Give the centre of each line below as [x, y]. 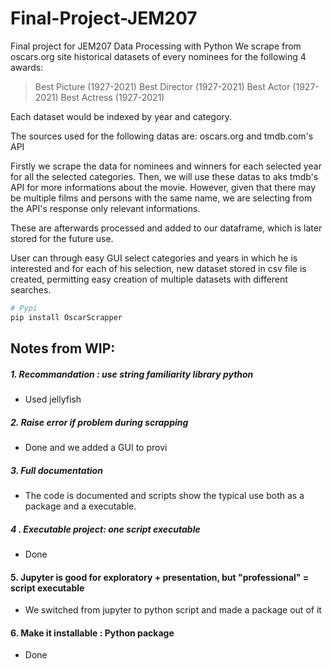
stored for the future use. [62, 238]
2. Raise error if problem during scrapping [99, 422]
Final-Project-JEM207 [104, 18]
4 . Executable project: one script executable [105, 529]
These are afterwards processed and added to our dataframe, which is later [166, 228]
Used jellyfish [53, 399]
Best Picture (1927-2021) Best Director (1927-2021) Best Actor [162, 86]
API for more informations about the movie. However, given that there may [163, 187]
